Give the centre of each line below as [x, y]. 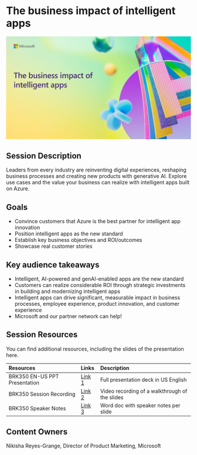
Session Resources [42, 335]
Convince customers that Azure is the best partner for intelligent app [97, 221]
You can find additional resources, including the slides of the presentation [95, 349]
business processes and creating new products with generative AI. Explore [96, 176]
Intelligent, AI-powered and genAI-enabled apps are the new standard [99, 279]
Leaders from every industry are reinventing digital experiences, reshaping [96, 170]
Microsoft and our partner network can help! [68, 316]
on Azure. [18, 188]
